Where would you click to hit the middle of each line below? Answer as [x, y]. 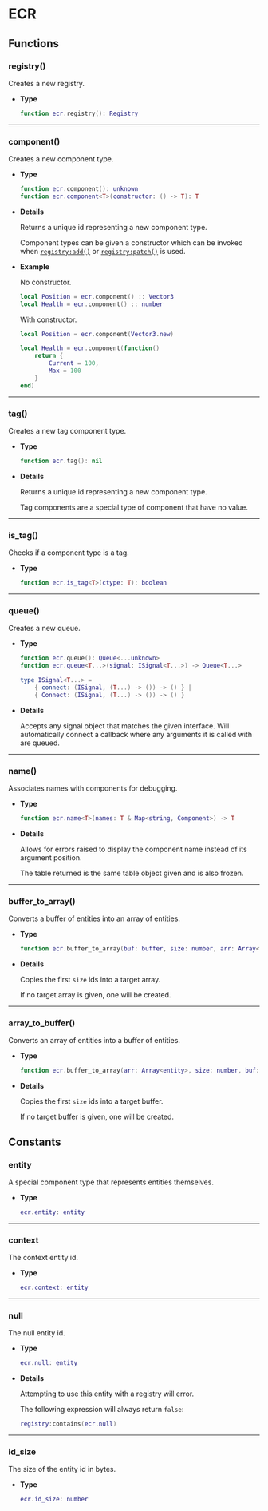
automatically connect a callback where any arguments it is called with [136, 734]
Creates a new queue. [45, 629]
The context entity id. [43, 1258]
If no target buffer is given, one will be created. [97, 1117]
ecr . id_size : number [54, 1499]
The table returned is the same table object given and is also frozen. [132, 873]
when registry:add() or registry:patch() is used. [102, 251]
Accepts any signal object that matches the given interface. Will [124, 726]
